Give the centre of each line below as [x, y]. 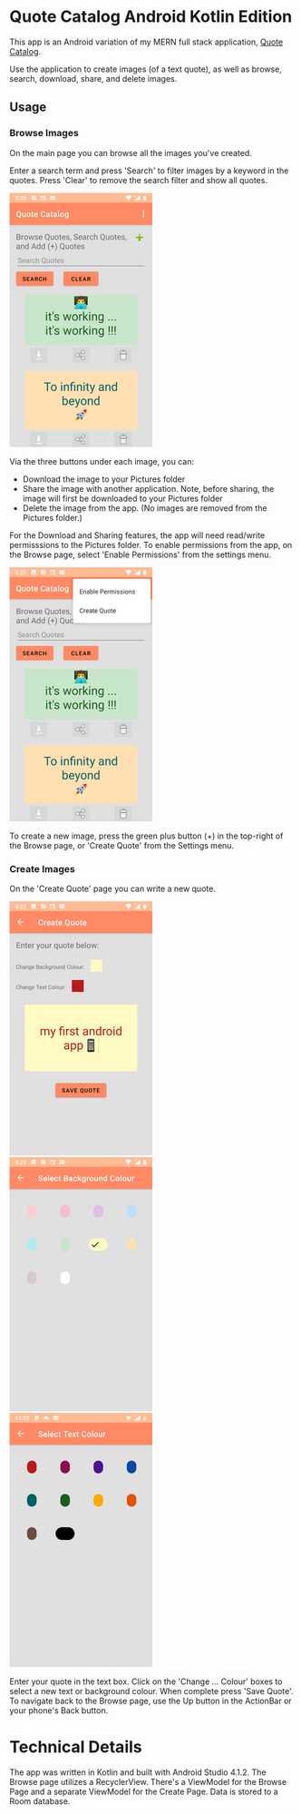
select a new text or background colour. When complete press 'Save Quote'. [151, 1691]
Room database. [40, 1801]
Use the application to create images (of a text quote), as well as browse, [146, 69]
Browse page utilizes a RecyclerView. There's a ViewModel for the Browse [148, 1781]
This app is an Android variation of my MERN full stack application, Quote [146, 42]
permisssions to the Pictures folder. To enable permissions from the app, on [151, 544]
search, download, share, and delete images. [93, 78]
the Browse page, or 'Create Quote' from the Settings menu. [121, 845]
